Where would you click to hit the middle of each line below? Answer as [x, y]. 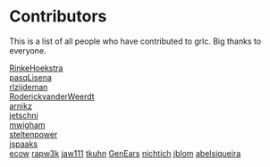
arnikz [21, 105]
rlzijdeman [29, 87]
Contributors [58, 17]
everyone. [28, 50]
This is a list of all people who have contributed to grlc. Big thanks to [135, 41]
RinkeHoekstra [36, 68]
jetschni [24, 115]
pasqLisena [30, 77]
